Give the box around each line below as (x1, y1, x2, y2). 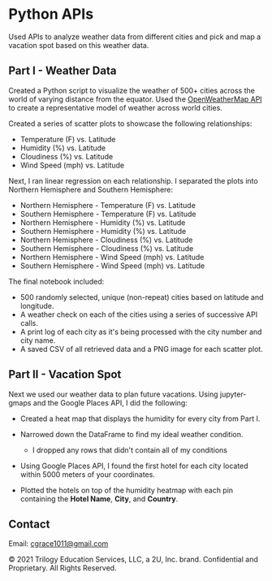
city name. (19, 335, 56, 345)
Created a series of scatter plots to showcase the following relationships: (8, 119, 253, 128)
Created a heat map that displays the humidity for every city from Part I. (19, 414, 261, 423)
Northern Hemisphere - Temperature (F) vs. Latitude (19, 200, 196, 210)
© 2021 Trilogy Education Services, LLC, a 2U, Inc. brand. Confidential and (8, 554, 258, 565)
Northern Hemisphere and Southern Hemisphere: (8, 184, 173, 194)
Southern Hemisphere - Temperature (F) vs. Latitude (19, 209, 196, 219)
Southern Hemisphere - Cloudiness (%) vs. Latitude (19, 243, 194, 253)
